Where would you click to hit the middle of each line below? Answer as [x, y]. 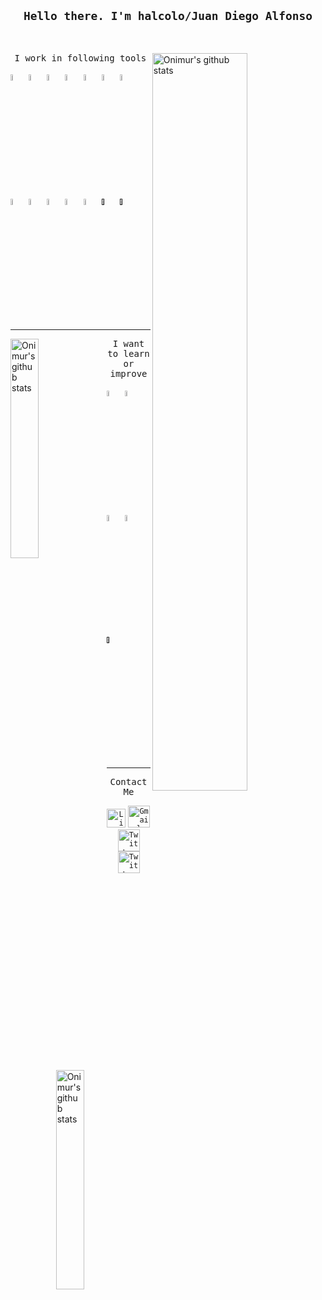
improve [128, 374]
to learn [128, 354]
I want [128, 344]
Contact [128, 781]
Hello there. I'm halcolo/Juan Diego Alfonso [168, 16]
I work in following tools [80, 58]
